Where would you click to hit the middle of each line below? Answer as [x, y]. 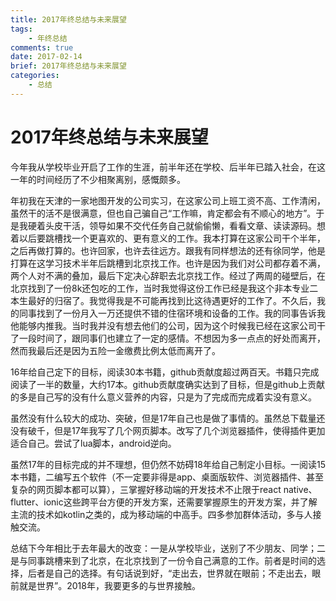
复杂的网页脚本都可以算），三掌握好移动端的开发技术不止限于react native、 [164, 489]
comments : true [42, 47]
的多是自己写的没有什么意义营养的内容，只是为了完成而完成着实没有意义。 [163, 397]
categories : [35, 76]
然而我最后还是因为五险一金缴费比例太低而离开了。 [115, 350]
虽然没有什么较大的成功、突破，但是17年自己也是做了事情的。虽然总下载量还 [168, 418]
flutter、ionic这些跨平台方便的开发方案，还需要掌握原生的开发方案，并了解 [164, 502]
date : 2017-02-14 [46, 57]
